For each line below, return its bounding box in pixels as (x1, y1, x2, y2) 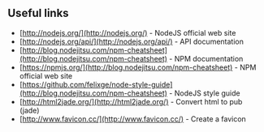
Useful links (7, 6, 70, 20)
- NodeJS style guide (169, 88, 240, 98)
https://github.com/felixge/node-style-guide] (22, 79, 173, 89)
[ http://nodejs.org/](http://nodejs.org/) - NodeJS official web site (19, 28, 236, 37)
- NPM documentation (169, 53, 244, 63)
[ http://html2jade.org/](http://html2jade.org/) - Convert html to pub (19, 96, 243, 106)
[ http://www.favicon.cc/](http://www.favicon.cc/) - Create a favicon (19, 113, 247, 124)
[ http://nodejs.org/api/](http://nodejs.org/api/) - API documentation (19, 36, 245, 46)
